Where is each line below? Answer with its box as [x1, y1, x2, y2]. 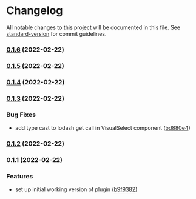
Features [6, 172, 33, 180]
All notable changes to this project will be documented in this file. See [6, 24, 181, 31]
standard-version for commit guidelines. [6, 30, 107, 37]
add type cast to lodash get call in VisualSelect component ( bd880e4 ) [15, 124, 191, 131]
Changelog [6, 4, 63, 18]
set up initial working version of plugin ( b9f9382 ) [15, 186, 138, 193]
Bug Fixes [6, 110, 36, 119]
